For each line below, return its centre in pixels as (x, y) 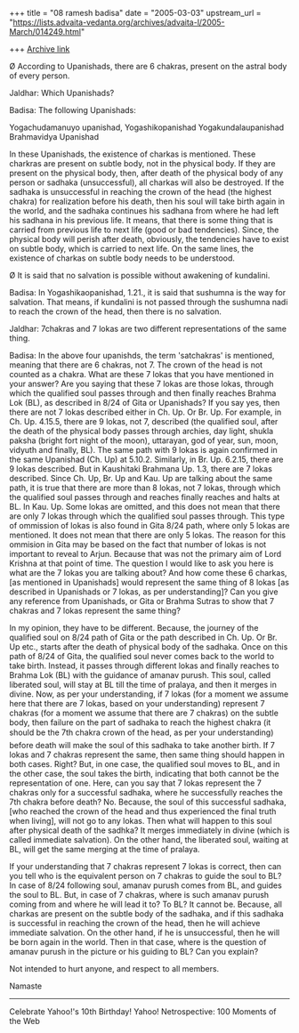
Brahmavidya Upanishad (54, 137)
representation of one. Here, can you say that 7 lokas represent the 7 (136, 783)
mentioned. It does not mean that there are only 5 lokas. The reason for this (148, 535)
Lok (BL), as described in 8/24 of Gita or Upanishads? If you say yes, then (145, 403)
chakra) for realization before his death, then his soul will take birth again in (147, 201)
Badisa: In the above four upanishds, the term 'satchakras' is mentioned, (142, 355)
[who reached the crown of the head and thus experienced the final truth (143, 811)
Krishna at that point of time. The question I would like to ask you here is (141, 563)
